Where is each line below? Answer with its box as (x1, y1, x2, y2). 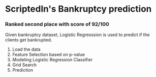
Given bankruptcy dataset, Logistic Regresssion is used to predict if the (5, 32, 150, 38)
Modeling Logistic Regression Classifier (12, 57, 93, 63)
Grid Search (12, 62, 37, 68)
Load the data (12, 46, 41, 52)
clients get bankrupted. (5, 37, 53, 43)
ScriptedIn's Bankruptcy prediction (5, 3, 152, 15)
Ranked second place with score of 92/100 (5, 21, 109, 28)
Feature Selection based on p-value (12, 52, 85, 58)
